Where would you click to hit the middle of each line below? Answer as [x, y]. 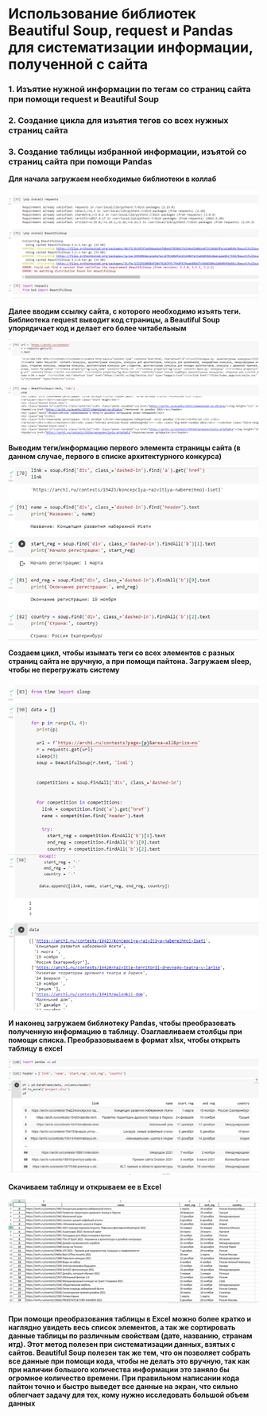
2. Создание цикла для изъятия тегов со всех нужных [118, 121]
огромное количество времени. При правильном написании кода [124, 1378]
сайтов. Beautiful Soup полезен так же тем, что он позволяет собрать [130, 1352]
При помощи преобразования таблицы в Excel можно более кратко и [130, 1318]
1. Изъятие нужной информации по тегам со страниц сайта [130, 90]
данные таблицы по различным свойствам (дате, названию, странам [130, 1336]
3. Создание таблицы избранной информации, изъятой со [128, 152]
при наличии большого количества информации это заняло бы [119, 1369]
